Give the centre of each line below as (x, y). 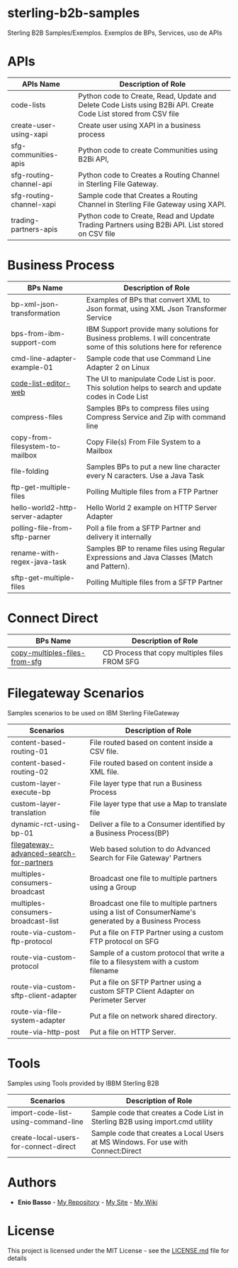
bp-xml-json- (35, 304)
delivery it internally (119, 536)
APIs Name (41, 84)
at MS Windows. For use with (140, 1142)
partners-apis (34, 229)
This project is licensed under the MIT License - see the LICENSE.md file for (118, 1250)
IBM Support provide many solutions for (152, 329)
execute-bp (31, 792)
